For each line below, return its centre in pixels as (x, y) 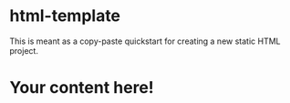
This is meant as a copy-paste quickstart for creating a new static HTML (145, 41)
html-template (65, 16)
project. (24, 50)
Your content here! (82, 88)
